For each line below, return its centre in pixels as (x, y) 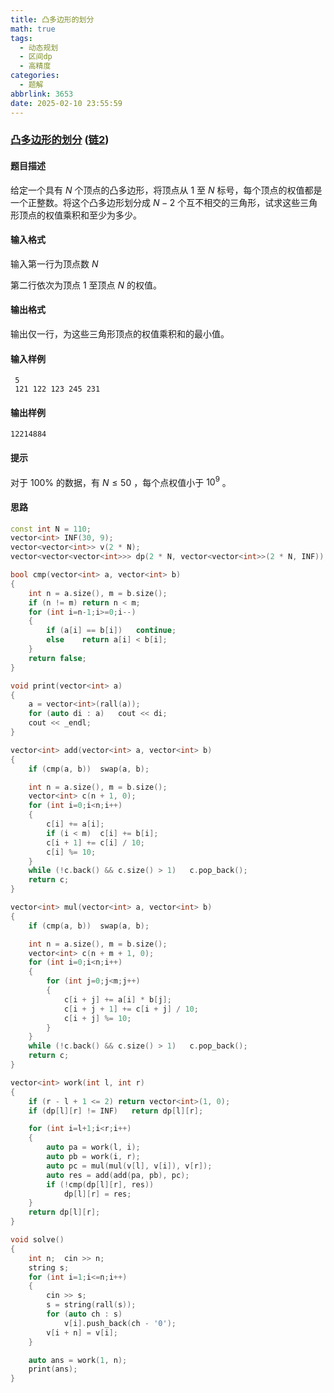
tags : (21, 38)
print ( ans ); (53, 1369)
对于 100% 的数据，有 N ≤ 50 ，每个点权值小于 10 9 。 (121, 481)
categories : (35, 76)
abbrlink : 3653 (42, 94)
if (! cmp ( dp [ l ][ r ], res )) (100, 1184)
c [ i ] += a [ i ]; (75, 824)
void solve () (37, 1240)
